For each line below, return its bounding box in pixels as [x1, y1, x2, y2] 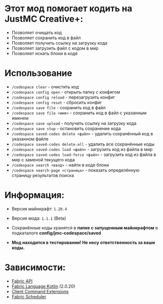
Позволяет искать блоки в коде [11, 50, 78, 56]
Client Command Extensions [11, 288, 69, 294]
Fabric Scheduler [11, 294, 46, 300]
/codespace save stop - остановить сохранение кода [11, 126, 121, 131]
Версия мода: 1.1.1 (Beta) [11, 215, 66, 221]
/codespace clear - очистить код [11, 84, 79, 90]
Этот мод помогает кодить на [4, 3, 132, 14]
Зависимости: [4, 262, 66, 273]
